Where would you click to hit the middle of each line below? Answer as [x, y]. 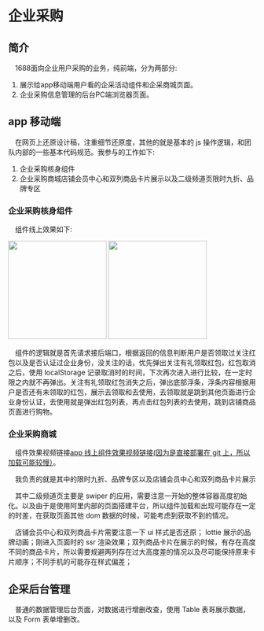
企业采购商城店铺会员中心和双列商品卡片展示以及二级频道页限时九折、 [133, 179]
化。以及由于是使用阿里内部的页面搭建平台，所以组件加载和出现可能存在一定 [132, 506]
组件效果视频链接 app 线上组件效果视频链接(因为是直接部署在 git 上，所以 [133, 452]
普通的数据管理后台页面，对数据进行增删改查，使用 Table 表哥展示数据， [132, 610]
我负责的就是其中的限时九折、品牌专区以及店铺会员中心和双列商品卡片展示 [136, 479]
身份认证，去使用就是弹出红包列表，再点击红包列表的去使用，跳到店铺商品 [135, 402]
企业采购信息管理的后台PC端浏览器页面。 [86, 94]
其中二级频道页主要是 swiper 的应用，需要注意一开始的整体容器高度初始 [131, 496]
